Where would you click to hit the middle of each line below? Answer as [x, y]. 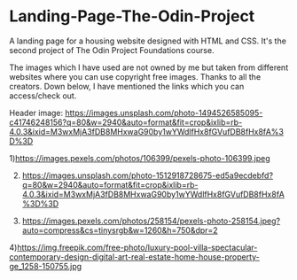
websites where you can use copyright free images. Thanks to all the [135, 76]
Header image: [36, 113]
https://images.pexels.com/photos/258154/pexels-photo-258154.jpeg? [151, 221]
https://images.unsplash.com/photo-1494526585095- [164, 113]
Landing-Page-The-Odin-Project [132, 16]
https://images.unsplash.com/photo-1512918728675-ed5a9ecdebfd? [147, 175]
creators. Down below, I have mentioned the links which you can [127, 86]
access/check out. [43, 96]
